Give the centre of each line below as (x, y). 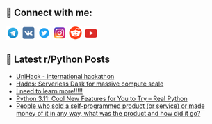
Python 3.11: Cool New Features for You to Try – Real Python (101, 98)
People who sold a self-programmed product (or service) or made (110, 106)
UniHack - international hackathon (65, 76)
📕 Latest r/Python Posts (58, 60)
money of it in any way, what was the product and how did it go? (108, 113)
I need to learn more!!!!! (49, 91)
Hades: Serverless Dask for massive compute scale (90, 84)
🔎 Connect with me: (49, 13)
